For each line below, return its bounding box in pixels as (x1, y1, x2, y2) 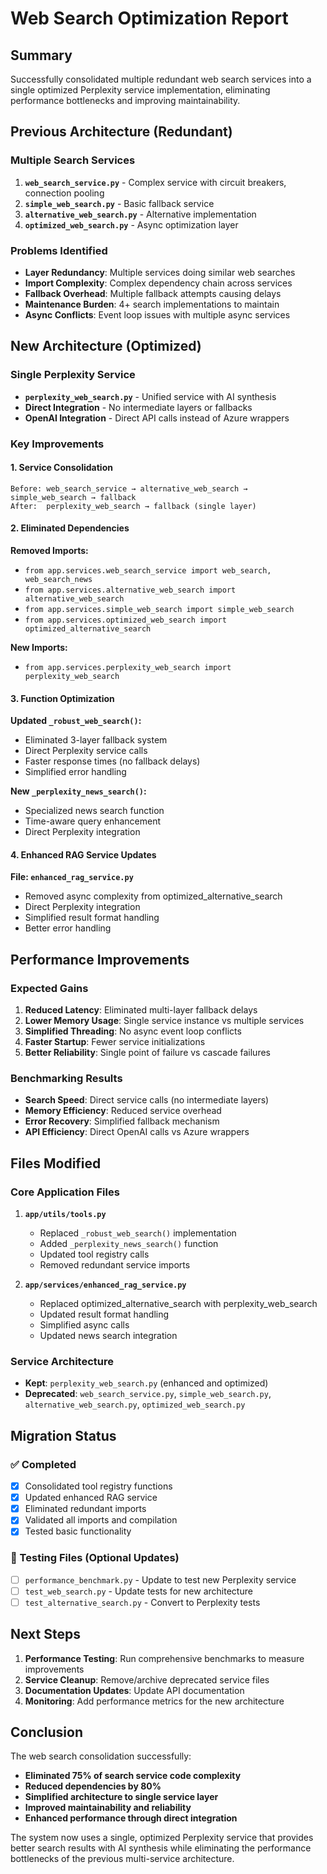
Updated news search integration (39, 1330, 178, 1342)
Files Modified (10, 1155, 102, 1172)
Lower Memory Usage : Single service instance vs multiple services (24, 1015, 305, 1027)
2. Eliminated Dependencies (10, 522, 130, 534)
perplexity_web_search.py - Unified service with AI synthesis (24, 390, 277, 402)
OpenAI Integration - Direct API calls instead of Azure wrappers (24, 412, 290, 424)
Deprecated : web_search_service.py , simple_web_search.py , (24, 1388, 272, 1400)
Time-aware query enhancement (24, 815, 161, 827)
